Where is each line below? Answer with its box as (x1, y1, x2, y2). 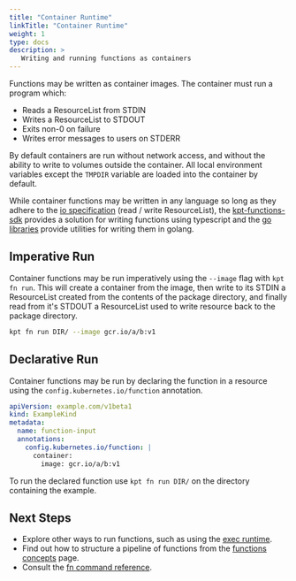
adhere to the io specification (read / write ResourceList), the (9, 205, 231, 215)
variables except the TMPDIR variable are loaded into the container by (9, 169, 259, 180)
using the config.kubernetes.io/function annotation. (9, 385, 203, 395)
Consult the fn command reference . (21, 562, 153, 573)
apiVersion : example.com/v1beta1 (9, 401, 133, 411)
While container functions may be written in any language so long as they (9, 195, 277, 206)
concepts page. (21, 553, 80, 563)
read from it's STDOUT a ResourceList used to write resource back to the (9, 301, 276, 311)
